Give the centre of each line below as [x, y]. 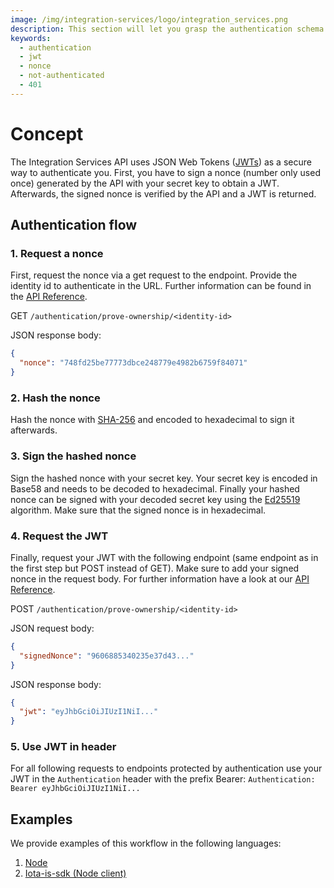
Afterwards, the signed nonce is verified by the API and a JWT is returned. [163, 193]
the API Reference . [49, 297]
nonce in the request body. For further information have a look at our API [160, 578]
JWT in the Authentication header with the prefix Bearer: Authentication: [163, 779]
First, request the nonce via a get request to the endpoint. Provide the [154, 275]
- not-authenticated [62, 76]
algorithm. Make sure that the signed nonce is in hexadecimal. [138, 510]
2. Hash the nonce [55, 398]
